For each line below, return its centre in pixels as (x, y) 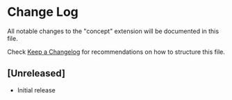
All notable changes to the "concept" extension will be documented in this (113, 31)
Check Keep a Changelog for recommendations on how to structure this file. (116, 52)
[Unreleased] (36, 73)
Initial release (36, 90)
